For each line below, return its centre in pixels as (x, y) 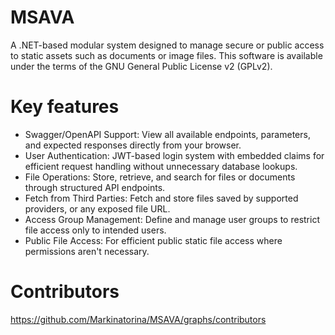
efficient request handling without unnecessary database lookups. (161, 166)
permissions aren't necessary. (87, 251)
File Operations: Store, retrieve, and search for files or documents (160, 177)
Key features (65, 107)
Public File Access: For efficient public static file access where (153, 240)
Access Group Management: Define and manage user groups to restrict (172, 219)
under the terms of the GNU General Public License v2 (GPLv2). (141, 66)
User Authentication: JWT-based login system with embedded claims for (174, 155)
